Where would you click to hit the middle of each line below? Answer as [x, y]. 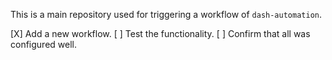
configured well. [43, 44]
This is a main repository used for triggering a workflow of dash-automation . [166, 14]
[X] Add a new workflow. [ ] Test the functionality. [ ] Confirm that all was [160, 33]
